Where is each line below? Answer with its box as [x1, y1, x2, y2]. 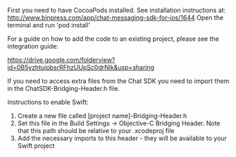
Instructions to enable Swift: [7, 98, 89, 106]
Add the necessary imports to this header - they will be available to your [17, 134, 228, 142]
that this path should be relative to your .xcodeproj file [17, 127, 175, 134]
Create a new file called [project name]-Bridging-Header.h [17, 112, 187, 120]
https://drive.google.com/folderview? [7, 56, 116, 64]
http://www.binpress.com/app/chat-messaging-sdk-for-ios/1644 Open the [7, 13, 224, 22]
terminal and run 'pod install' [7, 21, 90, 29]
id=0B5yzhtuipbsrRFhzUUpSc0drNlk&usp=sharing [7, 63, 155, 71]
